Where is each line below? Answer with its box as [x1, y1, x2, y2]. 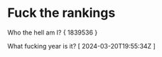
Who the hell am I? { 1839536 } [7, 28, 98, 37]
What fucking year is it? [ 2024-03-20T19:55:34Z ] [7, 42, 156, 50]
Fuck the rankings [7, 5, 116, 21]
